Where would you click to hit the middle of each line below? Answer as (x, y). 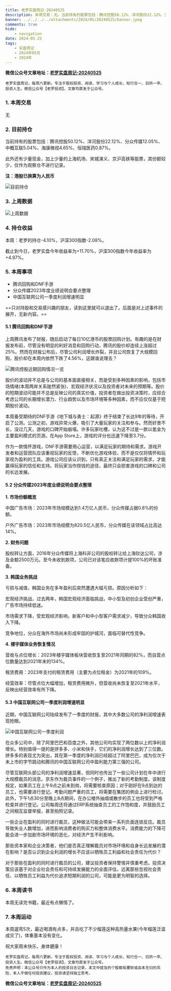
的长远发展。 (19, 472)
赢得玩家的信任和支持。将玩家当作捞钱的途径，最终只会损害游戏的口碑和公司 (85, 466)
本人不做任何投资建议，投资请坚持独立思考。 (52, 973)
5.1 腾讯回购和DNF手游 (29, 327)
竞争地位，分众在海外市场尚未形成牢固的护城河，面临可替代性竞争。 (77, 633)
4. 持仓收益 (19, 228)
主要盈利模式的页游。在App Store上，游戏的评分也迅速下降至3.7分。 (77, 436)
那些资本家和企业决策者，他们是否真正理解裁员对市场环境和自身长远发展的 (83, 846)
